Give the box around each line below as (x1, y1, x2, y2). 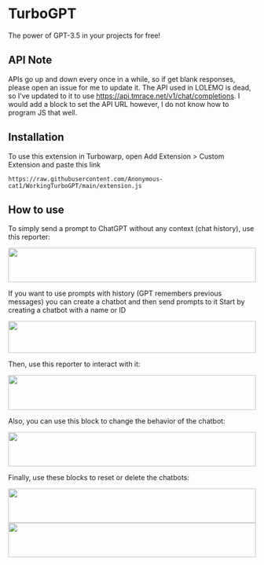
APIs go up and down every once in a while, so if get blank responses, (8, 74, 236, 83)
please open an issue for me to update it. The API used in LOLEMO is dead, (8, 83, 251, 92)
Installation (8, 130, 64, 144)
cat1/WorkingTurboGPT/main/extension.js (8, 182, 143, 189)
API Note (8, 53, 53, 67)
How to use (8, 203, 64, 216)
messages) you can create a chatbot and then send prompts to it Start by (8, 297, 245, 306)
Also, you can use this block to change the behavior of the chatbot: (8, 416, 225, 426)
